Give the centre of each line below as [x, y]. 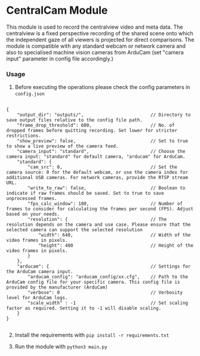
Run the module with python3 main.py [61, 346]
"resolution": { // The [97, 220]
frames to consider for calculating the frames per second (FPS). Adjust [100, 209]
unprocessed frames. [32, 199]
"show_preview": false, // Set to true [102, 141]
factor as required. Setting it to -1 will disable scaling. [84, 308]
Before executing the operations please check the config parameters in [102, 87]
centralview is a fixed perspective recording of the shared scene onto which [100, 33]
